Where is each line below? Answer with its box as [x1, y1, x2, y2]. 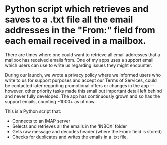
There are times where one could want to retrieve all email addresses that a [5, 51, 160, 58]
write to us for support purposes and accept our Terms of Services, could [5, 77, 157, 83]
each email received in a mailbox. [5, 35, 146, 47]
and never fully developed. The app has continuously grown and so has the [5, 93, 160, 99]
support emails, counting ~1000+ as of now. [5, 98, 96, 104]
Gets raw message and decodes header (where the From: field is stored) [12, 128, 162, 134]
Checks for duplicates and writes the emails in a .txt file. [12, 134, 128, 140]
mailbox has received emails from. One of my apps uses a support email [5, 57, 154, 63]
